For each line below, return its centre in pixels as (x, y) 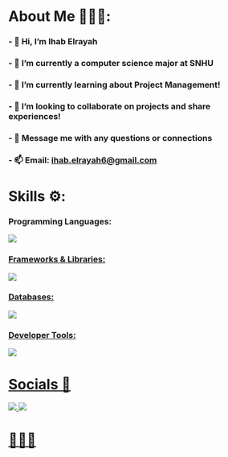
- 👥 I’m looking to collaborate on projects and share (110, 106)
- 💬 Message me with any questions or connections (110, 138)
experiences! (35, 116)
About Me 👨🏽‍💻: (59, 16)
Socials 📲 (40, 385)
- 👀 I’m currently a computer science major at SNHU (111, 64)
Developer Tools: (42, 335)
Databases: (31, 297)
